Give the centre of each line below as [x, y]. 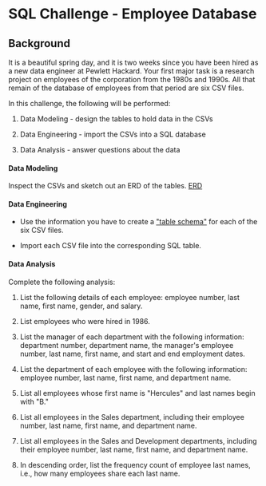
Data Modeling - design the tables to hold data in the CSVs [116, 119]
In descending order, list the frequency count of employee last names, [135, 464]
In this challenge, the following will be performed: [89, 103]
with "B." [34, 401]
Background [39, 43]
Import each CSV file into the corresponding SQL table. [111, 246]
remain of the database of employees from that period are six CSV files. [126, 88]
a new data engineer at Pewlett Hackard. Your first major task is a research [131, 71]
